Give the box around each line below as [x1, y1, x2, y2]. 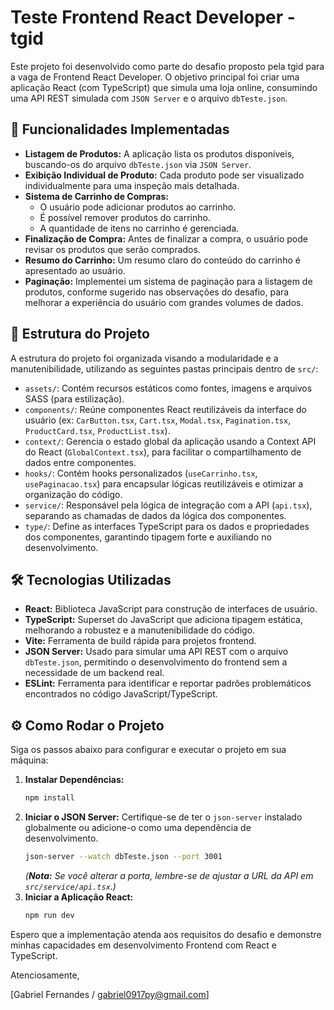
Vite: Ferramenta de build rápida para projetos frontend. [24, 635, 257, 647]
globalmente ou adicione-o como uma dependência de [24, 822, 252, 834]
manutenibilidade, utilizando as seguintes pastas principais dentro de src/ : [10, 362, 319, 375]
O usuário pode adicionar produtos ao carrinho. [39, 201, 237, 213]
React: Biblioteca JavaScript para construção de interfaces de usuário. [24, 603, 318, 615]
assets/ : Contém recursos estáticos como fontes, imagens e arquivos [24, 382, 313, 394]
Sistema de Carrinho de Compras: [24, 190, 169, 202]
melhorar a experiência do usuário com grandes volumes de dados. [24, 296, 304, 308]
